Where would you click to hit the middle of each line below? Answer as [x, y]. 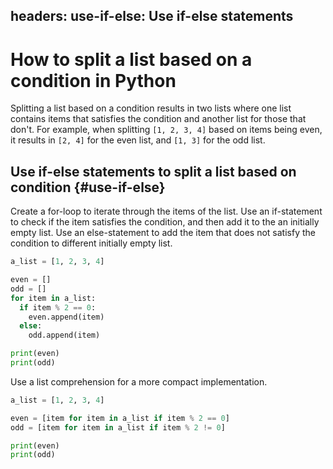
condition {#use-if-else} [88, 187]
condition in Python [93, 80]
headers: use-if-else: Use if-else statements [152, 16]
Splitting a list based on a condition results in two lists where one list [151, 108]
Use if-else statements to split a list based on [153, 171]
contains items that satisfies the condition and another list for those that [158, 119]
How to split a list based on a [131, 59]
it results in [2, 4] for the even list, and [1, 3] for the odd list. [138, 140]
